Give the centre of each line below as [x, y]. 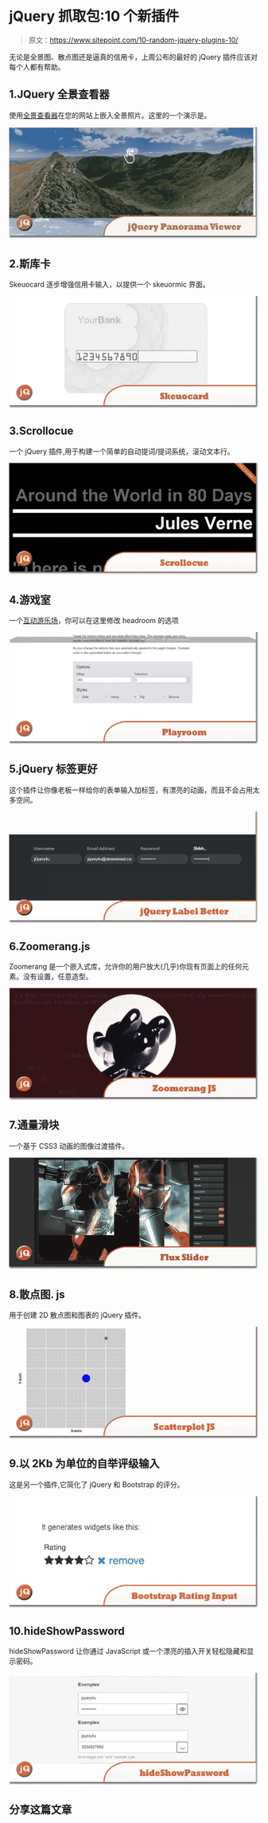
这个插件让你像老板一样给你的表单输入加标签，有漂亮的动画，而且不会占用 [131, 790]
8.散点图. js [37, 1294]
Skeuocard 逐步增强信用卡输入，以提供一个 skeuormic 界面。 [109, 285]
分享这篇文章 [41, 1810]
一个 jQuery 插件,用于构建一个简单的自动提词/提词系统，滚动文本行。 [122, 451]
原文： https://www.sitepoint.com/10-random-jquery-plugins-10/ [133, 40]
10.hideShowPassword [67, 1631]
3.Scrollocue [41, 431]
